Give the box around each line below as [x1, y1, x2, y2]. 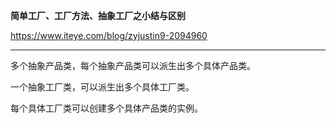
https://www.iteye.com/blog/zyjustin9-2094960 [10, 30, 208, 41]
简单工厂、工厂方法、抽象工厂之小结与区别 [10, 10, 186, 21]
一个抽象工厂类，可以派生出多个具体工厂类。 [10, 81, 195, 93]
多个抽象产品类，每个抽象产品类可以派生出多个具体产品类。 [10, 60, 256, 71]
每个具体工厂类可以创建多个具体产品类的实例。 [10, 102, 203, 114]
